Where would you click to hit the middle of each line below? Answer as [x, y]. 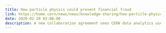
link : [11, 14]
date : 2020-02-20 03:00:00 [33, 18]
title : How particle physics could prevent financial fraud [68, 9]
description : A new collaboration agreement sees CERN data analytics [79, 23]
